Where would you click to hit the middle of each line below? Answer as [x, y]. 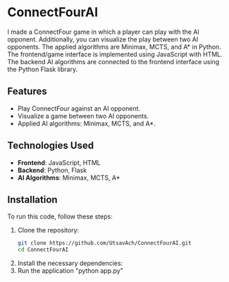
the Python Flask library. [43, 69]
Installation [32, 199]
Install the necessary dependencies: [70, 263]
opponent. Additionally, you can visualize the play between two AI [103, 39]
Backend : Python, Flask [52, 170]
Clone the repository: [48, 231]
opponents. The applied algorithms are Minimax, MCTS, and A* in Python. [114, 47]
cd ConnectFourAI [43, 250]
